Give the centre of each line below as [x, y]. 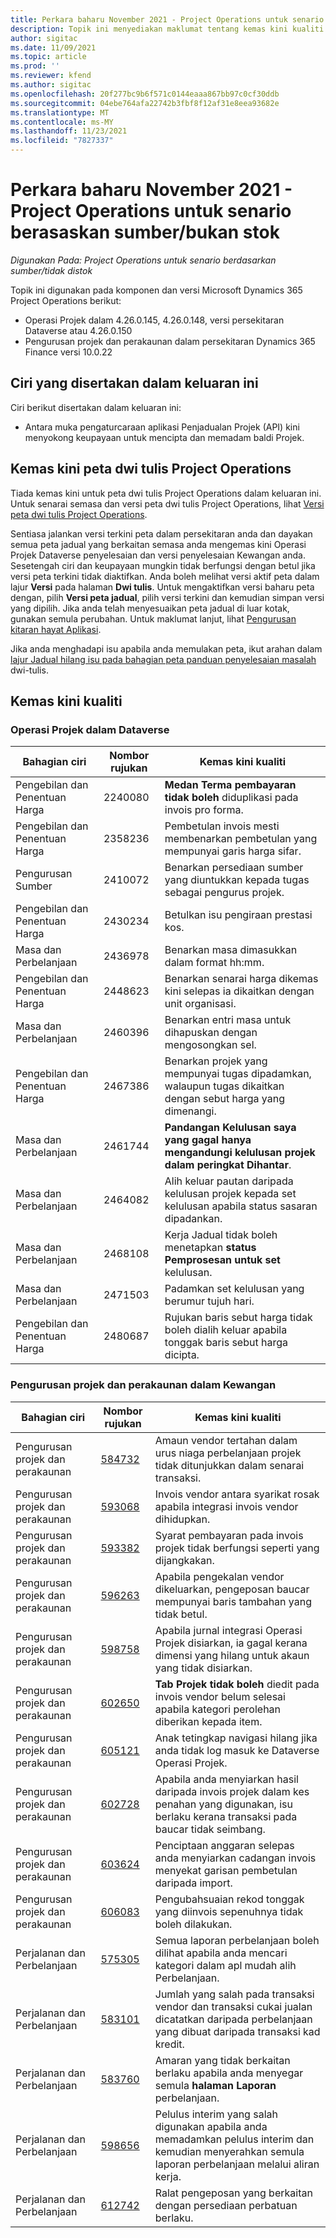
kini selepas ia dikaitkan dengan [239, 991]
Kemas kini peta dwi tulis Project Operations [151, 469]
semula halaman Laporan [215, 2085]
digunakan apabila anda [211, 2126]
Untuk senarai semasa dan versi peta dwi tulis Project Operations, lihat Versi [167, 503]
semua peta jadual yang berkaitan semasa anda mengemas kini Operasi [158, 544]
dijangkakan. [184, 1560]
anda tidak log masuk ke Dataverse [237, 1750]
